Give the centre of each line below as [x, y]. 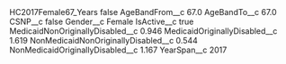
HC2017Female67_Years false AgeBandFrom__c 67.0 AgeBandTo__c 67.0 [143, 12]
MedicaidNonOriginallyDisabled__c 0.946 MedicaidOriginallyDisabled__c [143, 31]
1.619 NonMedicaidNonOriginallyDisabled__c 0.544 [103, 40]
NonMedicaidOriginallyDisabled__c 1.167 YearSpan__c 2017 [118, 50]
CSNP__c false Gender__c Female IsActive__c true [102, 21]
